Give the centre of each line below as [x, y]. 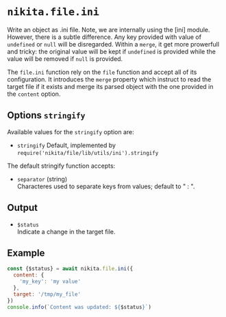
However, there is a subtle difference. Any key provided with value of [104, 37]
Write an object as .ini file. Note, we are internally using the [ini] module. [109, 29]
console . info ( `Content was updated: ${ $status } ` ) [79, 307]
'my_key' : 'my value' [50, 282]
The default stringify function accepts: [61, 166]
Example [26, 253]
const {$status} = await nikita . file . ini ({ [70, 269]
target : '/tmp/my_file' [47, 294]
